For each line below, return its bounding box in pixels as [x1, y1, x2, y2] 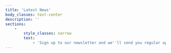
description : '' [5, 17, 40, 22]
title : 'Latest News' [5, 7, 51, 13]
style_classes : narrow [23, 31, 72, 36]
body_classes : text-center [5, 12, 63, 17]
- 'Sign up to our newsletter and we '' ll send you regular [32, 40, 160, 45]
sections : [5, 21, 26, 27]
